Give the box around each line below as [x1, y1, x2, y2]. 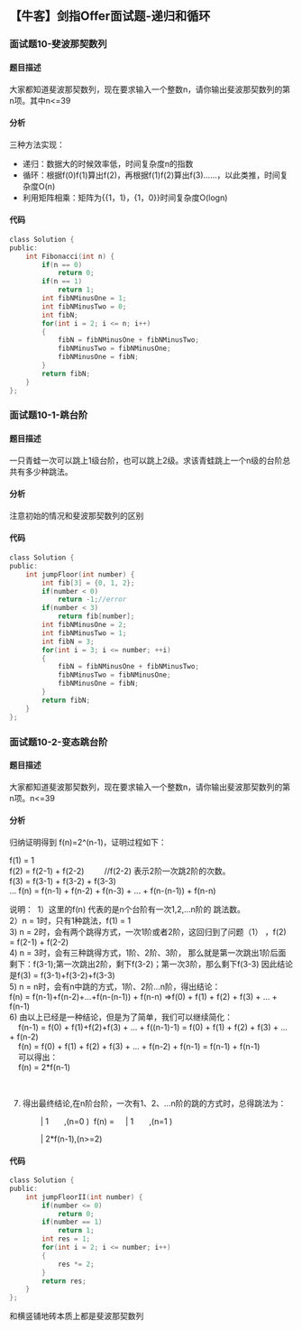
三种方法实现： [9, 139, 65, 150]
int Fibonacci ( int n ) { [25, 252, 115, 261]
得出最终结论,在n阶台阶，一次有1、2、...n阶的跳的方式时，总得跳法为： [22, 1097, 287, 1108]
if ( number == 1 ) [41, 1217, 103, 1227]
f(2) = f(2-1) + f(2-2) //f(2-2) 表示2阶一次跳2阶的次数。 [9, 865, 231, 876]
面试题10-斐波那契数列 [9, 38, 107, 51]
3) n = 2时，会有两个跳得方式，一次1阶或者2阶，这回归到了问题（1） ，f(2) [9, 926, 287, 937]
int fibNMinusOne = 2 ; [41, 621, 127, 630]
